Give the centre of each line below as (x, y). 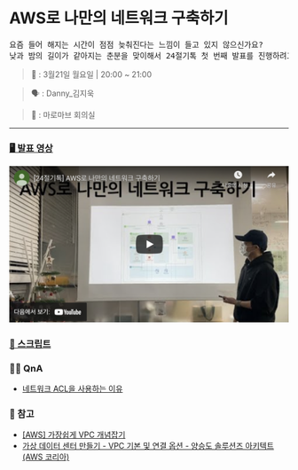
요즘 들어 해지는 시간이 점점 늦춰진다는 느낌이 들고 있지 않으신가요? (136, 44)
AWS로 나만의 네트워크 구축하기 (119, 18)
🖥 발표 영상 (31, 148)
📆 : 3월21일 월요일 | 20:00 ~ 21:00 (91, 74)
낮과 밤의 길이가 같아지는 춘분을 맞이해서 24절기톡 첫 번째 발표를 (132, 55)
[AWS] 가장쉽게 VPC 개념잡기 (74, 435)
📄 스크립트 (30, 344)
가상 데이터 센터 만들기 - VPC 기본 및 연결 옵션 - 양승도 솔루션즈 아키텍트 (148, 446)
